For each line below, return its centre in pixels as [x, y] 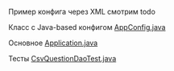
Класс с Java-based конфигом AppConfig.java [87, 27]
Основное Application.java [53, 43]
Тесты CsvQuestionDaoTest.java [62, 58]
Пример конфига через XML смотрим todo [82, 12]
